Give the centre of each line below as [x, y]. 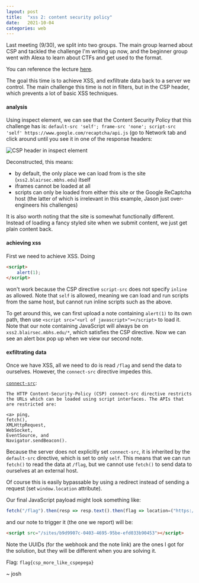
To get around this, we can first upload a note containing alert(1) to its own [99, 313]
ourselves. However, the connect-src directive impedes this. [79, 372]
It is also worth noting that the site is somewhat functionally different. [90, 217]
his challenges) [59, 205]
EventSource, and [28, 436]
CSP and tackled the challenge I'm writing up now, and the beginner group [97, 52]
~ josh [14, 574]
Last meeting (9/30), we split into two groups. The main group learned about [99, 45]
